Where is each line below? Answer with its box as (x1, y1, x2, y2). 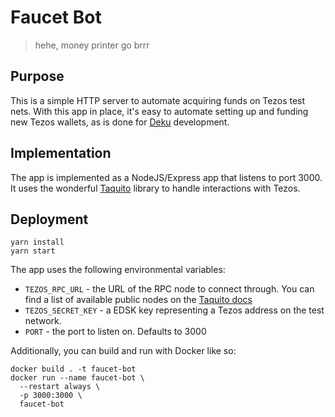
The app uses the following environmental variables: (10, 264, 226, 276)
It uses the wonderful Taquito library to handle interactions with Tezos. (10, 182, 301, 194)
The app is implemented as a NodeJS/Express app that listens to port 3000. (10, 171, 323, 183)
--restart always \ (19, 382, 101, 392)
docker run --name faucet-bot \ (10, 373, 145, 383)
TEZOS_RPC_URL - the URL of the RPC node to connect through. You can (24, 283, 315, 295)
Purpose (10, 68, 65, 85)
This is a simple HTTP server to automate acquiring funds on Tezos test (10, 94, 306, 106)
